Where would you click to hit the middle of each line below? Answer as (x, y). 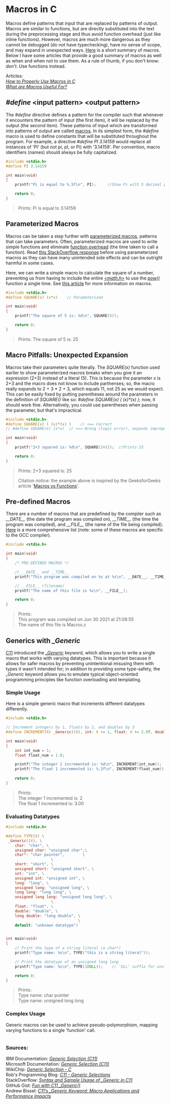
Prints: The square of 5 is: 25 (48, 339)
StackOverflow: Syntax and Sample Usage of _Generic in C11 (69, 1080)
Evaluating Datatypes (33, 816)
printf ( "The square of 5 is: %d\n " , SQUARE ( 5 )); (67, 316)
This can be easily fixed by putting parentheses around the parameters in (82, 394)
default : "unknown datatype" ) (47, 925)
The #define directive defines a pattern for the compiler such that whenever (84, 115)
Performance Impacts (29, 1096)
